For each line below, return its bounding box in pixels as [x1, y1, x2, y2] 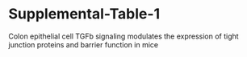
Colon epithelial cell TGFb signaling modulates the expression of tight [8, 31, 240, 41]
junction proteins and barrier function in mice [8, 39, 159, 49]
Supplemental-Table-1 [8, 5, 161, 23]
